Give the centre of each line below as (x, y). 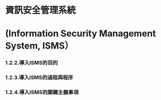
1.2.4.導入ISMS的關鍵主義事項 (42, 92)
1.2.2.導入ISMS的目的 (32, 63)
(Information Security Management (80, 34)
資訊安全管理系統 (41, 10)
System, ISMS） (39, 46)
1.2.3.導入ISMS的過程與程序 (39, 77)
